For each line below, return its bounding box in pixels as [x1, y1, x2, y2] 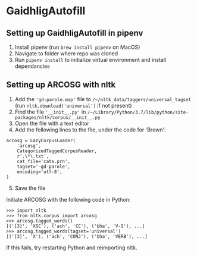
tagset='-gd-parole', [17, 164, 70, 170]
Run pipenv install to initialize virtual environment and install [14, 57, 167, 63]
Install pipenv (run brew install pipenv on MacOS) [14, 43, 140, 51]
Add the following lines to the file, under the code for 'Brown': [14, 126, 166, 133]
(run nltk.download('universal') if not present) [14, 102, 132, 109]
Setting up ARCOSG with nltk [6, 80, 116, 90]
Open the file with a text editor [14, 120, 89, 127]
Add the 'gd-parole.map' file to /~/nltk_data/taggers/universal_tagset [14, 95, 192, 102]
